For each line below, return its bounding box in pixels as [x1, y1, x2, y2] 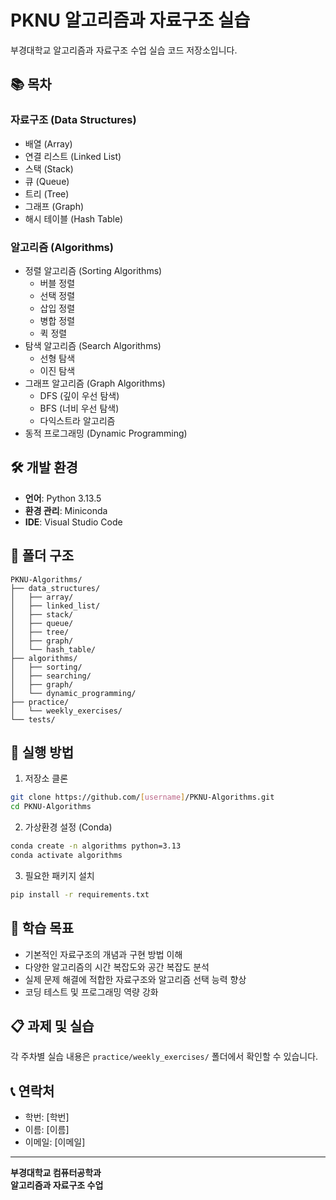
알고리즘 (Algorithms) [10, 240, 114, 254]
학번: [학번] [24, 1111, 70, 1123]
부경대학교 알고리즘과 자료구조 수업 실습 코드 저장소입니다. [10, 44, 238, 56]
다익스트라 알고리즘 [39, 414, 116, 426]
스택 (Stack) [24, 162, 74, 175]
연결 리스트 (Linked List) [24, 150, 122, 162]
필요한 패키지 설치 [24, 869, 95, 881]
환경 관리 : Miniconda [24, 504, 108, 516]
